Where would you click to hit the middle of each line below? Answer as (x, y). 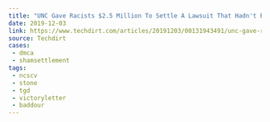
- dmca (23, 53)
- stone (25, 83)
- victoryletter (39, 98)
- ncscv (25, 75)
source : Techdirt (37, 38)
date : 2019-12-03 (37, 23)
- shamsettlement (41, 61)
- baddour (28, 105)
